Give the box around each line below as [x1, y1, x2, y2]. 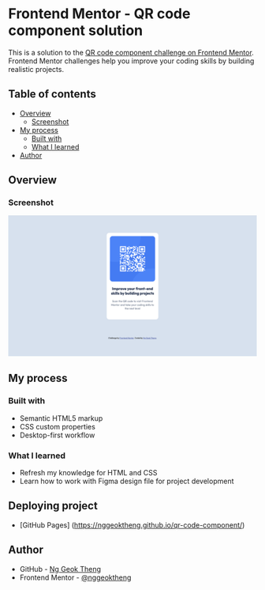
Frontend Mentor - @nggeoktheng [19, 573, 132, 582]
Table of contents [8, 88, 96, 101]
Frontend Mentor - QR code [8, 5, 191, 23]
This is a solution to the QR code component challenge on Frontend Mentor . [8, 47, 254, 57]
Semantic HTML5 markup [19, 413, 103, 423]
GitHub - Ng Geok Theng [19, 564, 101, 573]
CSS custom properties [19, 422, 96, 431]
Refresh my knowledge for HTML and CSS [19, 467, 158, 477]
